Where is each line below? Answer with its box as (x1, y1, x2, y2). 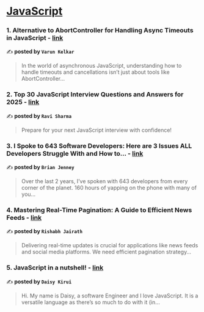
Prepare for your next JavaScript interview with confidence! (21, 126, 172, 134)
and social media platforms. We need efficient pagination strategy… (21, 249, 191, 256)
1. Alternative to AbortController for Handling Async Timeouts (6, 26, 194, 35)
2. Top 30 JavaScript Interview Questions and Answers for (6, 90, 184, 99)
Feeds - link (6, 214, 42, 222)
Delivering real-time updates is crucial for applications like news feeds (21, 242, 199, 249)
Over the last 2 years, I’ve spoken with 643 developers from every (21, 178, 188, 185)
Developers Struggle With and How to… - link (6, 149, 144, 158)
